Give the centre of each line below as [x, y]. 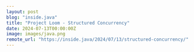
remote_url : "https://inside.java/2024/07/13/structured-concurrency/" [97, 39]
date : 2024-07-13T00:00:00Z [41, 28]
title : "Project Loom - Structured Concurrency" [68, 23]
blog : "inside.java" [32, 17]
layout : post [22, 12]
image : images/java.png [36, 34]
